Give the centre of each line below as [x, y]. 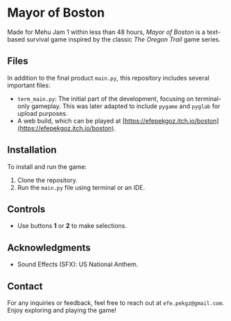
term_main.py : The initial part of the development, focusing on [105, 98]
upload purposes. [42, 113]
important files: [29, 85]
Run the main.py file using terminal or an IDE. [81, 187]
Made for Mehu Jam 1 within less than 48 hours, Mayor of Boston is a [106, 32]
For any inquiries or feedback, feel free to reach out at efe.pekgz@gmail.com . [115, 303]
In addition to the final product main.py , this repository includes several [108, 78]
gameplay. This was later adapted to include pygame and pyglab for [126, 106]
